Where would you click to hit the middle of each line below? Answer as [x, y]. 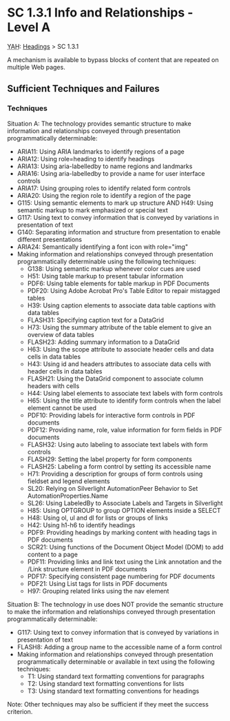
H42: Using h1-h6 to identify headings [81, 525]
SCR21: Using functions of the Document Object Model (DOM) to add [125, 547]
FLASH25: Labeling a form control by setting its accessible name [119, 466]
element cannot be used [62, 407]
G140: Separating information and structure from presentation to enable [119, 232]
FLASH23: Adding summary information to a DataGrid [104, 342]
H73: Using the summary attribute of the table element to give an [119, 327]
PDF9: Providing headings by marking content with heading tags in [122, 532]
